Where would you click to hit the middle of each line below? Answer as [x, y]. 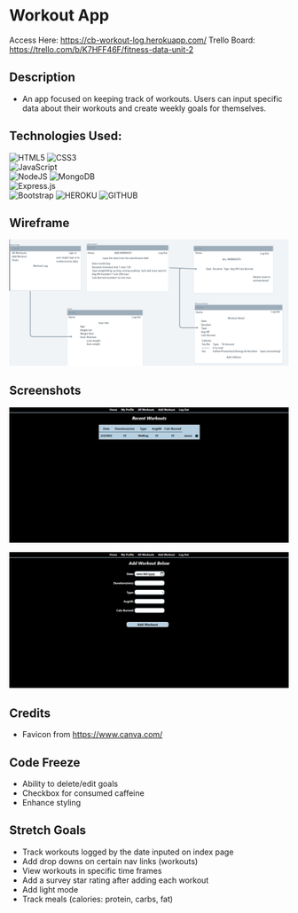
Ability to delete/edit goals [70, 783]
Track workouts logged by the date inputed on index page [128, 852]
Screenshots [45, 391]
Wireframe [39, 223]
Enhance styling [51, 802]
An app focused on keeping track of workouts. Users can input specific [152, 98]
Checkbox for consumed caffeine [83, 793]
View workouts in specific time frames [92, 870]
